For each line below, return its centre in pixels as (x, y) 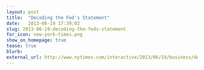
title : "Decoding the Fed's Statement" (58, 18)
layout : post (23, 12)
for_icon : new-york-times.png (45, 35)
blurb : (15, 52)
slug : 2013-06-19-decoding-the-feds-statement (66, 29)
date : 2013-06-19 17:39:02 (43, 23)
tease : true (21, 46)
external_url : (24, 57)
